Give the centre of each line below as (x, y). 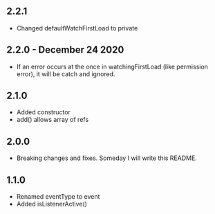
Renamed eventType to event (58, 197)
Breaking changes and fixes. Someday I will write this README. (107, 158)
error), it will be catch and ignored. (66, 74)
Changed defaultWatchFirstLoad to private (77, 28)
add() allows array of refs (53, 120)
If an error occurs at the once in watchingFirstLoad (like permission (112, 66)
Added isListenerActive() (52, 204)
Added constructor (43, 112)
